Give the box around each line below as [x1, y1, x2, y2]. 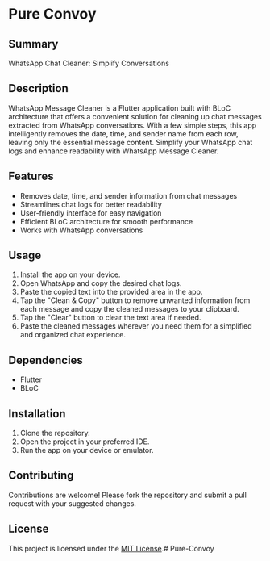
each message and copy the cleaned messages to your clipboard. [19, 304, 239, 314]
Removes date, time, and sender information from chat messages [19, 190, 238, 200]
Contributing [8, 469, 74, 483]
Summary [8, 37, 59, 51]
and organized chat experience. [19, 330, 127, 340]
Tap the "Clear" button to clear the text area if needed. [19, 312, 201, 323]
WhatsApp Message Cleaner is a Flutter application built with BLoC [8, 103, 231, 113]
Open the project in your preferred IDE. [19, 437, 150, 446]
